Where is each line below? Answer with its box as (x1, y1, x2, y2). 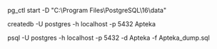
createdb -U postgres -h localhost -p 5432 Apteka (7, 20, 156, 28)
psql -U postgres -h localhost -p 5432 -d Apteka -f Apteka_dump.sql (7, 33, 211, 42)
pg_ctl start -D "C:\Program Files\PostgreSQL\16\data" (7, 6, 166, 14)
